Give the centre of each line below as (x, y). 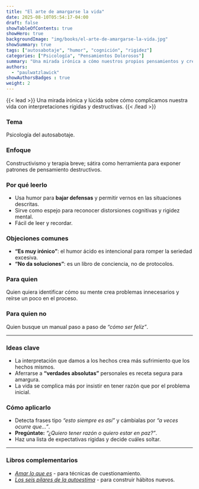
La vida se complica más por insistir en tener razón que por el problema (102, 386)
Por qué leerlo (27, 185)
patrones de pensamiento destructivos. (54, 169)
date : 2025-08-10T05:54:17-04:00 (47, 17)
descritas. (27, 204)
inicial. (23, 392)
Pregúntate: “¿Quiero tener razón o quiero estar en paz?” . (86, 433)
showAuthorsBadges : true (38, 78)
